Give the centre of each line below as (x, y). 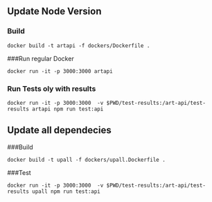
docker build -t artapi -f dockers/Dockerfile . (79, 45)
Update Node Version (54, 11)
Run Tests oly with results (52, 88)
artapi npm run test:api (68, 109)
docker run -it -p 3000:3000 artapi (60, 71)
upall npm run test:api (66, 191)
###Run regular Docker (41, 58)
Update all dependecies (60, 130)
